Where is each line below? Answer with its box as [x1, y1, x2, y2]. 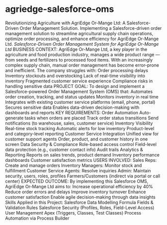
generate [5, 115, 24, 121]
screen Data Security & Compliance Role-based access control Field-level [5, 141, 157, 147]
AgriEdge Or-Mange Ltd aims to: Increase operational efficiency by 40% [5, 183, 153, 189]
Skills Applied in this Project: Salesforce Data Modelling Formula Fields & [5, 199, 154, 205]
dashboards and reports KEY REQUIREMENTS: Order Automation [5, 109, 138, 115]
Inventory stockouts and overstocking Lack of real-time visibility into [5, 73, 146, 78]
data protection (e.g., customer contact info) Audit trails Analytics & [5, 147, 143, 152]
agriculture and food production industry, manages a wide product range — [5, 51, 160, 58]
